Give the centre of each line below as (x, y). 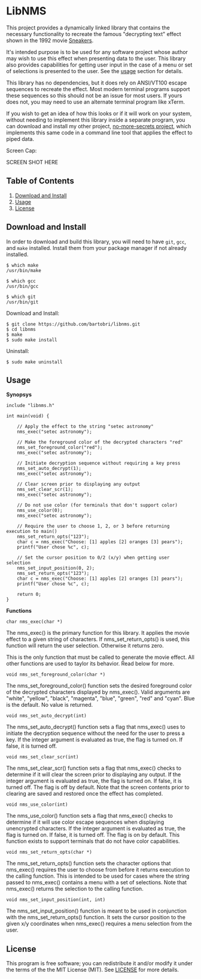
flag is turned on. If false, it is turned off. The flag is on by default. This (93, 835)
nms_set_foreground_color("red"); (60, 448)
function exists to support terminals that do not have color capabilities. (93, 841)
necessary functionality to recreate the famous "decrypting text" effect (94, 34)
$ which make (22, 265)
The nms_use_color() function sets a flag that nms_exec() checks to (90, 816)
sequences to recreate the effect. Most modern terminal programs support (98, 89)
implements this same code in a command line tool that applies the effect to (99, 132)
